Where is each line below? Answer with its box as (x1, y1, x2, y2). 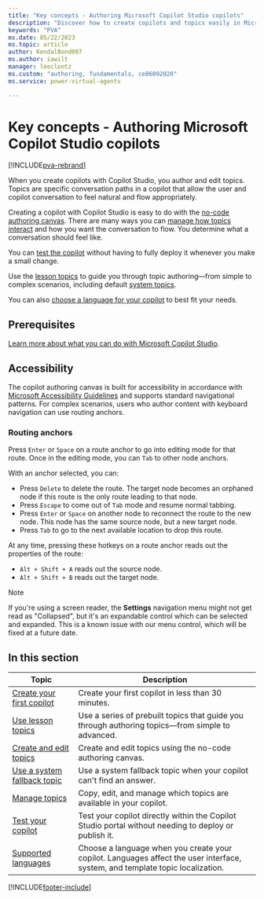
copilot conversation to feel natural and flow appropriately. (8, 193, 198, 202)
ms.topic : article (8, 41, 68, 49)
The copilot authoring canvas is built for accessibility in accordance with (8, 383, 243, 392)
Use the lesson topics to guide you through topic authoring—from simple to (8, 272, 252, 281)
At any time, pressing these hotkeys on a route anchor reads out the (8, 541, 228, 550)
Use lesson (12, 715, 53, 726)
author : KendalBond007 (8, 48, 82, 56)
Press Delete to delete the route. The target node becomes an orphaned (19, 484, 254, 494)
